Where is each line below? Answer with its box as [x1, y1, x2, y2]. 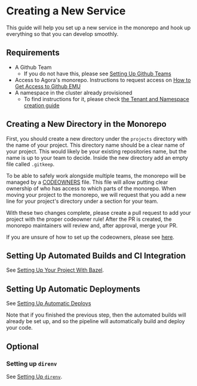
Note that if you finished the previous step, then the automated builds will [6, 311, 186, 318]
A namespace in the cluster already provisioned [14, 89, 133, 96]
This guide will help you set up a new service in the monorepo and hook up [6, 24, 191, 31]
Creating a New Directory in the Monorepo [6, 119, 167, 129]
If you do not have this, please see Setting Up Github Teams [23, 70, 171, 77]
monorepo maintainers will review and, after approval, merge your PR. [6, 221, 178, 229]
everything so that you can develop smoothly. [6, 30, 119, 37]
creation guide [23, 102, 60, 109]
